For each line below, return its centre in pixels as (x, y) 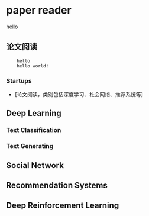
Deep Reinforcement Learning (63, 206)
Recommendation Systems (57, 186)
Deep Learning (34, 113)
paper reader (39, 10)
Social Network (35, 165)
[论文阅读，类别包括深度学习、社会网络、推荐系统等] (79, 95)
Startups (19, 80)
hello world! (33, 66)
